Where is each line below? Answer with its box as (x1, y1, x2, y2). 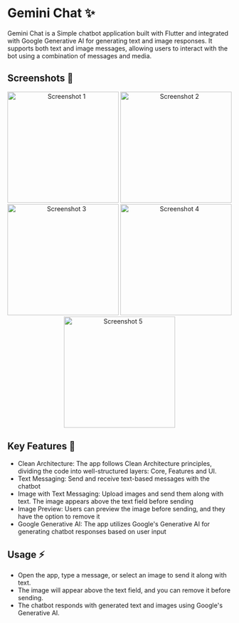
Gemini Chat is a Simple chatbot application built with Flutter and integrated (7, 28, 229, 37)
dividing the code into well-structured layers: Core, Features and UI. (17, 467, 217, 475)
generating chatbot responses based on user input (17, 527, 167, 536)
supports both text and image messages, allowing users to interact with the (7, 44, 228, 53)
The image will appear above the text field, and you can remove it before (17, 586, 231, 595)
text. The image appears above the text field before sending (17, 496, 194, 506)
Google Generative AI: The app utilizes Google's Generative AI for (17, 519, 211, 528)
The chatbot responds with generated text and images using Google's (17, 601, 223, 609)
